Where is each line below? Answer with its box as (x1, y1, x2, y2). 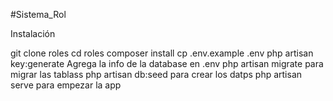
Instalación (10, 28, 56, 39)
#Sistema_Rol (10, 9, 67, 20)
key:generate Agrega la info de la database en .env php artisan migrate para (10, 58, 324, 69)
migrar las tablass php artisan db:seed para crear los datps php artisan (10, 69, 303, 80)
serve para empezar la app (10, 79, 122, 91)
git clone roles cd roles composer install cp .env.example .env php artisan (10, 47, 314, 59)
